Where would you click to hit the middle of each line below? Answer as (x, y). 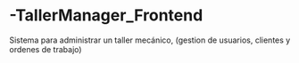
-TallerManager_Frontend (106, 16)
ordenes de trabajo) (46, 49)
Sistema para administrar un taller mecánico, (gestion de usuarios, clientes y (150, 40)
